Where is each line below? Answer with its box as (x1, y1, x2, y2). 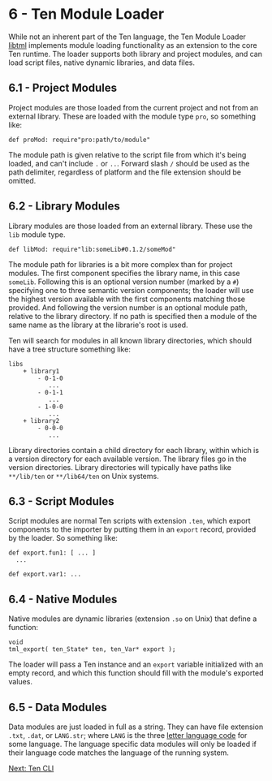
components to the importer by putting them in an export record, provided (8, 524, 257, 534)
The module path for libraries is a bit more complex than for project (8, 259, 233, 269)
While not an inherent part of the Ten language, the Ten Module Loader (8, 32, 246, 41)
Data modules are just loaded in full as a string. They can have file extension (8, 722, 264, 731)
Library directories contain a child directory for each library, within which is (8, 445, 260, 455)
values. (8, 677, 32, 687)
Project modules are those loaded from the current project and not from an (8, 102, 258, 112)
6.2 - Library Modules (8, 200, 120, 214)
